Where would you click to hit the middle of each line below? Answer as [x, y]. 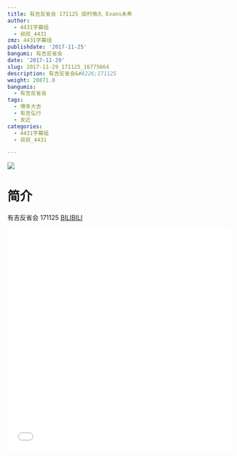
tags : [15, 100]
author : [19, 21]
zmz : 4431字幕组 [30, 41]
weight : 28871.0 [31, 80]
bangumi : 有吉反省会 [35, 54]
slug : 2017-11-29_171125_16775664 [59, 67]
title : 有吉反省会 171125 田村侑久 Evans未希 [70, 14]
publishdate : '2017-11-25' [47, 47]
